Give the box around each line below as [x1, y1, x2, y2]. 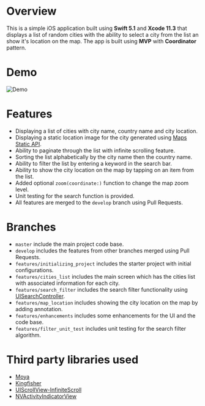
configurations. [15, 266, 54, 273]
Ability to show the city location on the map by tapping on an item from [15, 166, 195, 174]
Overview [6, 4, 57, 18]
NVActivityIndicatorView [15, 393, 77, 400]
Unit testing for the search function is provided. [15, 192, 135, 199]
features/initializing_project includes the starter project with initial [15, 260, 192, 267]
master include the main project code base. [15, 240, 124, 248]
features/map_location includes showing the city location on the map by [15, 298, 198, 306]
